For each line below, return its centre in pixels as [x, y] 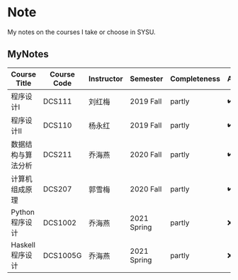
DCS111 [57, 101]
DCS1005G [62, 255]
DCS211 [57, 155]
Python [23, 212]
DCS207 [57, 189]
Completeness [195, 79]
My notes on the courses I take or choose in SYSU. [81, 32]
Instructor [106, 79]
